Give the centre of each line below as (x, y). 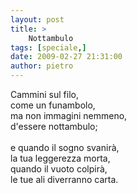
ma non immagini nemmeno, (69, 115)
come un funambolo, (53, 105)
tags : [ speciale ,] (48, 47)
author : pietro (42, 66)
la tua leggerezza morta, (60, 158)
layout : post (37, 19)
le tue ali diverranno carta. (64, 179)
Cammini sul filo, (44, 94)
